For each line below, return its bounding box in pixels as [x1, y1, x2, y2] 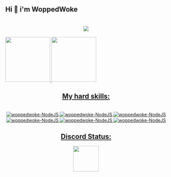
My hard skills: [62, 92, 110, 100]
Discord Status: [60, 132, 112, 141]
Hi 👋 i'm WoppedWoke [5, 5, 78, 14]
